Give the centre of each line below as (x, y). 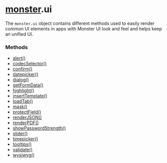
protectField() (27, 112)
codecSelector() (29, 64)
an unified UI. (19, 34)
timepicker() (25, 139)
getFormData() (28, 85)
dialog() (21, 80)
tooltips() (22, 144)
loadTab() (23, 101)
